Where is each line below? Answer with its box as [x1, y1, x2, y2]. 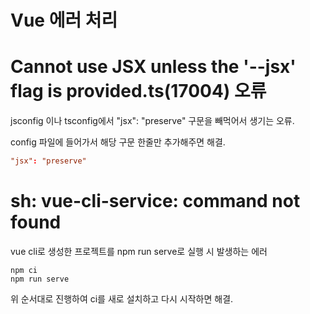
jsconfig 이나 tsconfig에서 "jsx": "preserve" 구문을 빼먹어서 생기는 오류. [10, 115, 295, 127]
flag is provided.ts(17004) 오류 [10, 80, 267, 103]
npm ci [10, 265, 38, 275]
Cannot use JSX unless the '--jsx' [10, 56, 297, 78]
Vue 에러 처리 [10, 9, 118, 32]
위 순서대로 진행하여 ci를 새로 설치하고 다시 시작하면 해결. [10, 292, 234, 305]
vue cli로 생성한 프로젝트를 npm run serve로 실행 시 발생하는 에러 [10, 245, 268, 257]
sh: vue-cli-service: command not [10, 190, 301, 213]
